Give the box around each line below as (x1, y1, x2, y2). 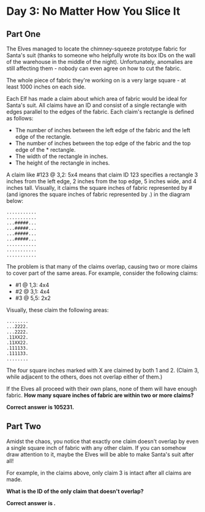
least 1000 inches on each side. (6, 83, 86, 90)
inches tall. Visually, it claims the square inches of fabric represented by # (6, 184, 193, 191)
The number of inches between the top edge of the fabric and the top (15, 140, 191, 147)
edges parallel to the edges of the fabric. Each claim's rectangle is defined (6, 108, 194, 115)
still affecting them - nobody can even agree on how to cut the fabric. (6, 65, 182, 72)
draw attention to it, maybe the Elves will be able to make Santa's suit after (6, 451, 194, 458)
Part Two (6, 421, 42, 431)
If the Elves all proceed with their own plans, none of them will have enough (6, 385, 197, 392)
